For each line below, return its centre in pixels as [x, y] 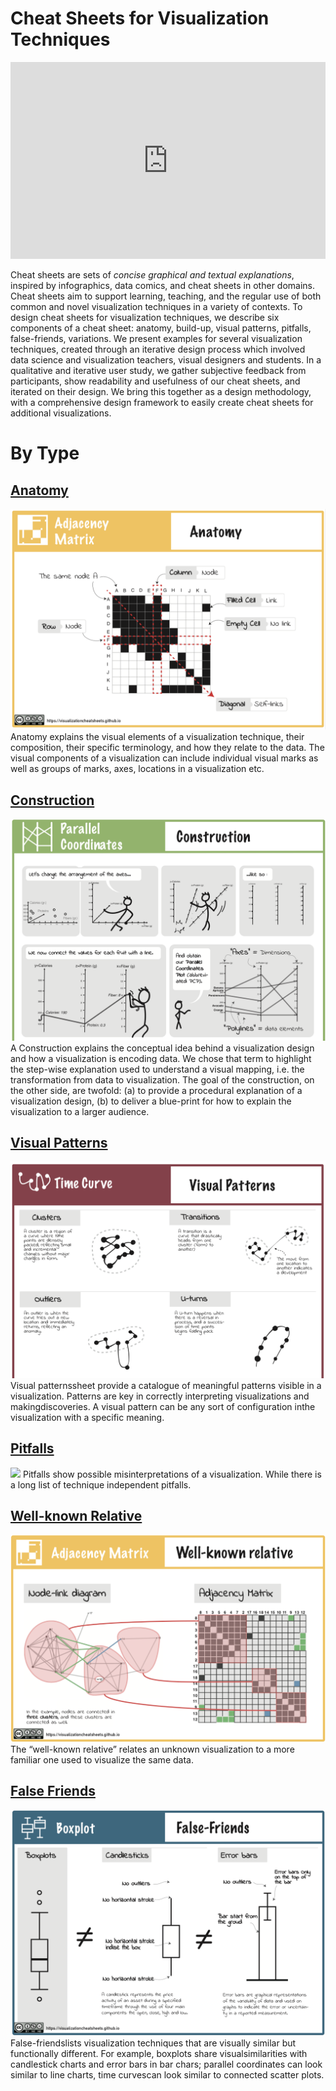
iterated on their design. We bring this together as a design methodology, [161, 391]
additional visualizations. [61, 413]
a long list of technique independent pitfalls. [101, 1484]
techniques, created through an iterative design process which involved [158, 349]
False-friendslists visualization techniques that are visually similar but [153, 2043]
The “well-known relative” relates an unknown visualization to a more [152, 1749]
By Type [45, 453]
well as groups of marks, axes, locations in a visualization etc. [137, 769]
